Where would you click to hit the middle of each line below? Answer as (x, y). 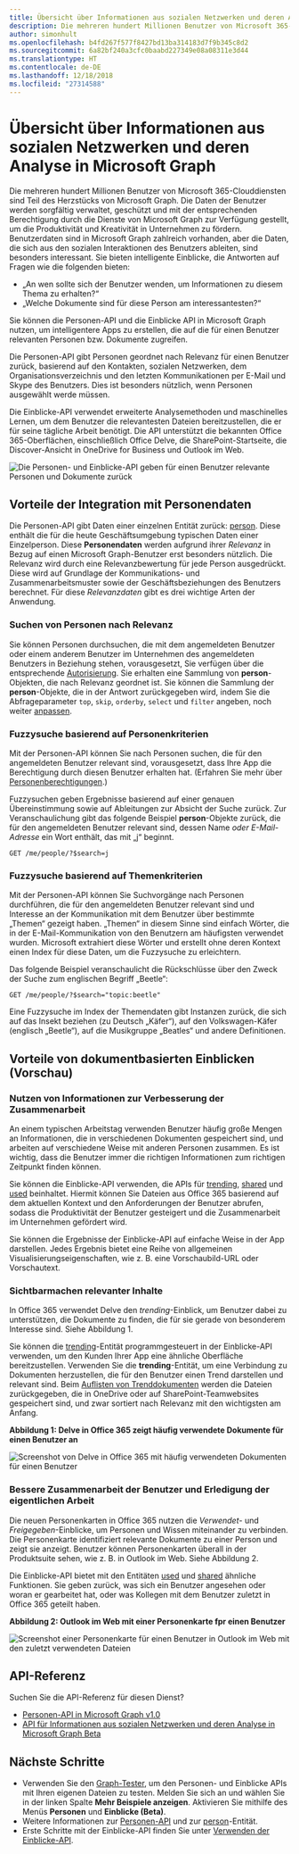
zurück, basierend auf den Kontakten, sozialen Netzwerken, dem (128, 366)
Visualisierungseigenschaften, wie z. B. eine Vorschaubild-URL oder (134, 1258)
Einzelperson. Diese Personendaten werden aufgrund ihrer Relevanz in (140, 545)
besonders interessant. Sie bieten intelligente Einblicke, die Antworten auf (145, 257)
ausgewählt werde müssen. (60, 395)
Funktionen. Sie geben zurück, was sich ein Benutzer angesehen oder (137, 1584)
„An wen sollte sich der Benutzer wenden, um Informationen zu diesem (152, 284)
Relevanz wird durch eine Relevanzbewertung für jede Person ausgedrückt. (148, 564)
